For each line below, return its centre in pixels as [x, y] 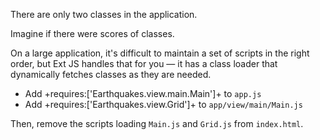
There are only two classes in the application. [104, 14]
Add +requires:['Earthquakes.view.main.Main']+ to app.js [143, 93]
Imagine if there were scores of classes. [92, 33]
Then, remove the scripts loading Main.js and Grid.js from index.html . [157, 123]
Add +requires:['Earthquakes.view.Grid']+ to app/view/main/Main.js [163, 104]
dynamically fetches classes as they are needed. [111, 74]
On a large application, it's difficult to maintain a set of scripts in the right [160, 53]
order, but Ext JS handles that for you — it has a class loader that [144, 63]
